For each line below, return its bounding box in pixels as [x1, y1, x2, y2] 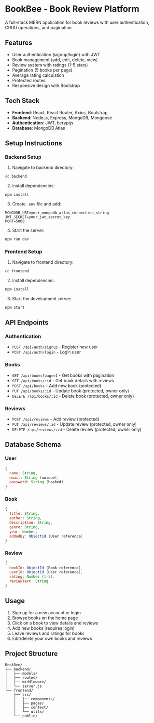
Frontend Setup [5, 248, 42, 255]
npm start [5, 305, 25, 310]
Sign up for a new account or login [12, 609, 81, 615]
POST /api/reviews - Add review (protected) [12, 416, 100, 422]
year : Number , [9, 529, 38, 534]
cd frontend [5, 269, 29, 274]
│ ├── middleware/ [5, 679, 47, 684]
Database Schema [5, 440, 61, 449]
